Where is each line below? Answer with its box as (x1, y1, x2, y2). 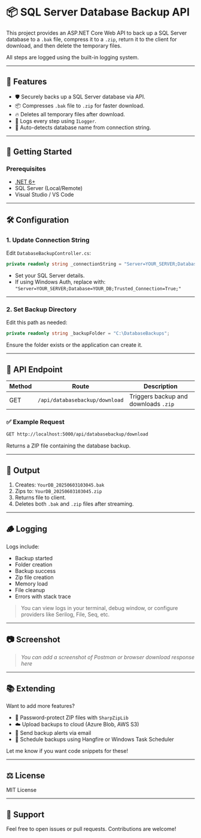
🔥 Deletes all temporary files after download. (14, 110, 126, 118)
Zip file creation (14, 573, 54, 581)
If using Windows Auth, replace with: (14, 278, 106, 286)
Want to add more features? (6, 702, 75, 710)
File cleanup (14, 586, 45, 593)
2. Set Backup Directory (6, 305, 77, 313)
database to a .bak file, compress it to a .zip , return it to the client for (6, 35, 178, 43)
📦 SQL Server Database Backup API (6, 5, 190, 19)
